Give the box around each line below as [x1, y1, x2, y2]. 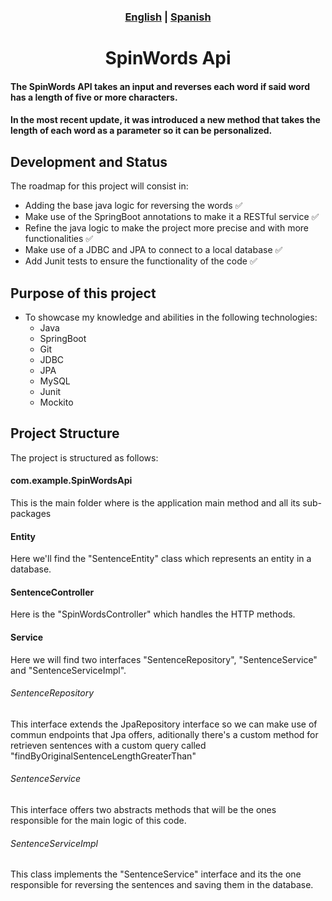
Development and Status [10, 153, 168, 170]
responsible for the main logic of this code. [10, 814, 187, 826]
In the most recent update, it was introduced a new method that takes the [10, 114, 321, 126]
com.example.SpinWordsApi [10, 475, 133, 487]
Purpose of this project [10, 285, 157, 302]
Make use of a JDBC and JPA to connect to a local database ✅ [24, 244, 283, 256]
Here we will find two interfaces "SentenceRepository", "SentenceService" [10, 653, 318, 665]
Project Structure [10, 425, 120, 442]
